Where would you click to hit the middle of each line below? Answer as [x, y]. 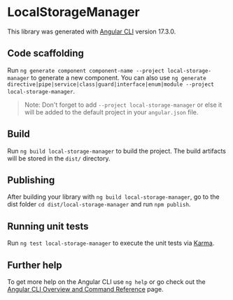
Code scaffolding [45, 53]
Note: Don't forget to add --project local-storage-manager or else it [123, 105]
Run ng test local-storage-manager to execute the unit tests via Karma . [111, 243]
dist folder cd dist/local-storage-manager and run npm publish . [99, 204]
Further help [35, 265]
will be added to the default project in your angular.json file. [111, 112]
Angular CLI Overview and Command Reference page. [85, 289]
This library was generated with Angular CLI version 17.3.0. [92, 31]
